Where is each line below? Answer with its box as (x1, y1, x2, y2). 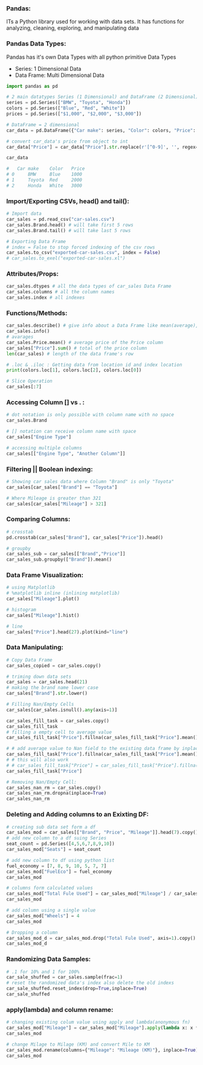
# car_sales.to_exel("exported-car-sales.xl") (6, 255, 126, 261)
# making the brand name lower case (6, 685, 98, 691)
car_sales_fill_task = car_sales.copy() (6, 718, 110, 724)
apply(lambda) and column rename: (6, 1005, 114, 1014)
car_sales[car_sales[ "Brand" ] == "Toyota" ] (6, 484, 118, 490)
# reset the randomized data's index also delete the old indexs (6, 980, 174, 986)
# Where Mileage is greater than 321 (6, 495, 101, 501)
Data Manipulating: (6, 643, 63, 651)
